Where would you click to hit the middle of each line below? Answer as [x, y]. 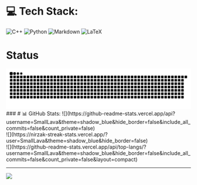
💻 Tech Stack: [42, 11]
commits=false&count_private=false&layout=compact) [72, 159]
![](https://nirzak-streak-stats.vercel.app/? [57, 134]
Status [23, 55]
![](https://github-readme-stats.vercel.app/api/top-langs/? [76, 147]
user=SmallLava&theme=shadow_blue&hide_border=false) [77, 140]
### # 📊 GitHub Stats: [33, 113]
